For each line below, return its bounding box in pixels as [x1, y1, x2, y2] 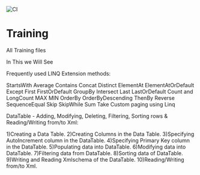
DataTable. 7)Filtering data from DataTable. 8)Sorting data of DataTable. [6, 149, 183, 156]
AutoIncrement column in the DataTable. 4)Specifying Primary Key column [6, 137, 190, 144]
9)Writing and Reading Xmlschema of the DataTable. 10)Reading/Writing [6, 156, 184, 163]
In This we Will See [6, 58, 53, 66]
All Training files [6, 46, 46, 54]
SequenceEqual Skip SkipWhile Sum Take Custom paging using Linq [6, 100, 175, 108]
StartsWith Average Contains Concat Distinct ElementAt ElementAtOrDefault [6, 81, 195, 88]
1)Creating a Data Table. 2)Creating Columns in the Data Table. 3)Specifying [6, 130, 195, 138]
